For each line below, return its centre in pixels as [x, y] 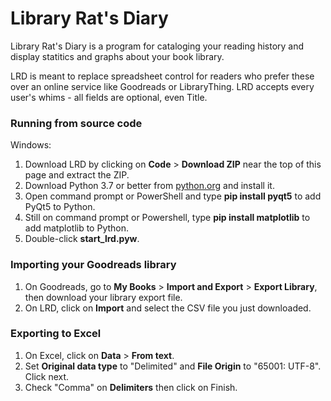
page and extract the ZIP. [77, 175]
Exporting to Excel [56, 334]
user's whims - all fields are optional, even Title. [109, 97]
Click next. [47, 376]
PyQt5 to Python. [60, 207]
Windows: [31, 145]
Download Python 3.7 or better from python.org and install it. [149, 186]
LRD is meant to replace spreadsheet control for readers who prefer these [162, 76]
